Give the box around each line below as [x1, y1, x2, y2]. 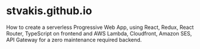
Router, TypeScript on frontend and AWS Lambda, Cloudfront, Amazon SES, [6, 30, 192, 37]
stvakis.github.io [6, 4, 92, 18]
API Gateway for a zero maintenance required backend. [6, 36, 142, 43]
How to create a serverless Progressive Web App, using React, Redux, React [6, 24, 194, 31]
